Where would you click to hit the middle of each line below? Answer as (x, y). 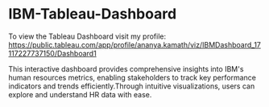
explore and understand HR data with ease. (80, 94)
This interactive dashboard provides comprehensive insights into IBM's (126, 68)
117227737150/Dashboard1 (52, 53)
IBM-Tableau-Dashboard (93, 14)
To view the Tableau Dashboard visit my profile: (87, 36)
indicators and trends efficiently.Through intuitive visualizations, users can (132, 86)
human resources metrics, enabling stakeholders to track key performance (132, 77)
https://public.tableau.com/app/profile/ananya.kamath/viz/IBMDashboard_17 (135, 44)
